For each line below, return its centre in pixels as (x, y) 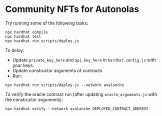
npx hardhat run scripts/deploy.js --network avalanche (64, 85)
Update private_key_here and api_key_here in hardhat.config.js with (84, 60)
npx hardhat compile (27, 32)
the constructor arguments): (34, 99)
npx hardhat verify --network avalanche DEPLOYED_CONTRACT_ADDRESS (77, 108)
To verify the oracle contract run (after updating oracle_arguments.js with (81, 94)
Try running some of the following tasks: (47, 23)
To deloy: (15, 50)
